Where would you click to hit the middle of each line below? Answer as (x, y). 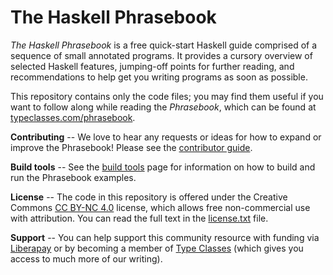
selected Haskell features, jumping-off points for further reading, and (152, 66)
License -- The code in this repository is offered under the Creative (149, 197)
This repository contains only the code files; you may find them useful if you (167, 96)
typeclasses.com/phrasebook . (73, 117)
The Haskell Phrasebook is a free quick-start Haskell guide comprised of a (164, 45)
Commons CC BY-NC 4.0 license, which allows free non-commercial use (160, 207)
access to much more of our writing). (86, 258)
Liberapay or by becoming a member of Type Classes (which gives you (157, 248)
